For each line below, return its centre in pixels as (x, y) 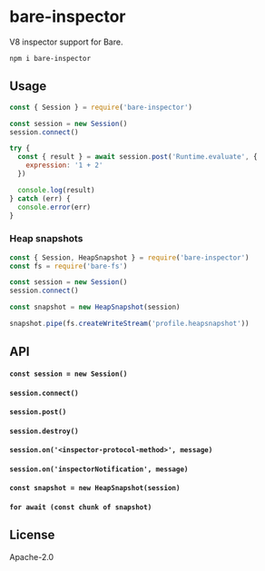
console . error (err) (54, 207)
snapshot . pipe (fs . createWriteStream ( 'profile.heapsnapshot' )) (129, 324)
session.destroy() (44, 431)
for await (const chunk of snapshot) (81, 507)
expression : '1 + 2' (64, 165)
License (32, 535)
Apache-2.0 (32, 556)
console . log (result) (56, 190)
